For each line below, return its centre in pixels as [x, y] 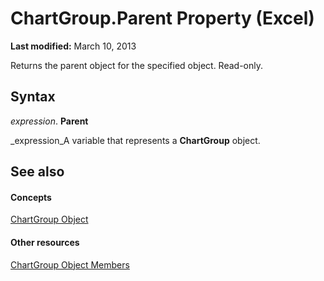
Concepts [31, 197]
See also [37, 172]
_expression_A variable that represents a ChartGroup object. [135, 140]
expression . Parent [49, 121]
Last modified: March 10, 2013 [73, 46]
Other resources [45, 242]
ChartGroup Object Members [70, 264]
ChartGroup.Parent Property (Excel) [162, 18]
